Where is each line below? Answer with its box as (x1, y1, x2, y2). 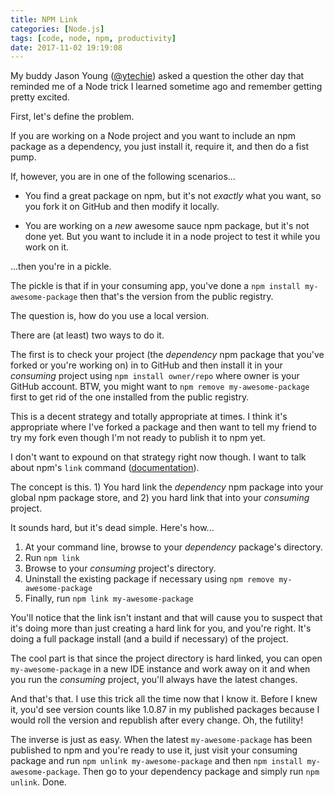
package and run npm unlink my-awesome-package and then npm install (10, 755, 303, 767)
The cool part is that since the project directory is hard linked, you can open (10, 652, 323, 665)
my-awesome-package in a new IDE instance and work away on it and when (10, 663, 311, 675)
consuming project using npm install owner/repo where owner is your (10, 370, 300, 382)
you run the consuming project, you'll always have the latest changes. (10, 674, 298, 686)
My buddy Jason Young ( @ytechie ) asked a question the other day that (10, 70, 305, 82)
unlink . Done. (10, 776, 67, 788)
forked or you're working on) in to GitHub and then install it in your (10, 359, 283, 371)
